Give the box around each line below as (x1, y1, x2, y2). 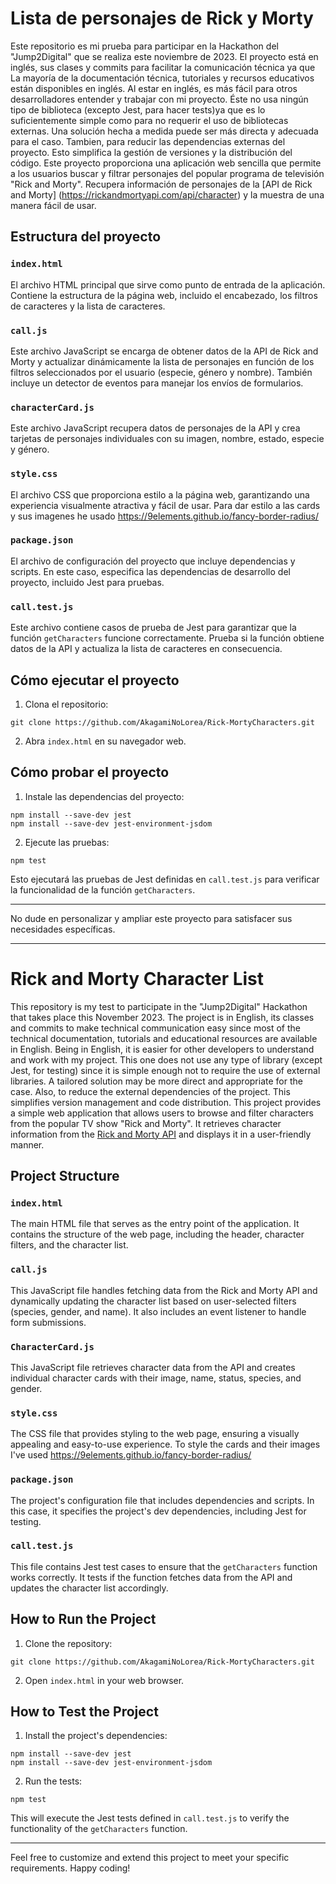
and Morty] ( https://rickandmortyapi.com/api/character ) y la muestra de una (10, 188, 325, 201)
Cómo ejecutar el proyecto (10, 672, 180, 689)
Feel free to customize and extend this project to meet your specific (10, 1852, 290, 1864)
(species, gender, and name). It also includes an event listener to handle (10, 1305, 307, 1317)
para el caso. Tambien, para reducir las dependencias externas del (10, 135, 286, 147)
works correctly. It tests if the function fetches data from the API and (10, 1571, 293, 1583)
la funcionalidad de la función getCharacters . (10, 883, 196, 896)
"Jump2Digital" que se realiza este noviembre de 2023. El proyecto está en (10, 50, 319, 62)
